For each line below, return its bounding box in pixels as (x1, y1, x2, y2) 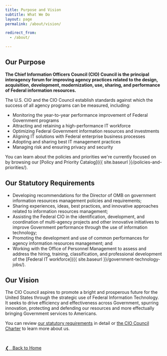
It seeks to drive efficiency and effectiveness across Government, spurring (5, 300, 159, 306)
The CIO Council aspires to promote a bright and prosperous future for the (5, 289, 158, 295)
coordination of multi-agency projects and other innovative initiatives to (12, 219, 160, 225)
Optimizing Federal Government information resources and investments (12, 128, 160, 134)
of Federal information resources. (5, 87, 76, 93)
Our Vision (5, 276, 39, 285)
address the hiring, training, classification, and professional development (12, 251, 162, 257)
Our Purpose (5, 58, 46, 67)
